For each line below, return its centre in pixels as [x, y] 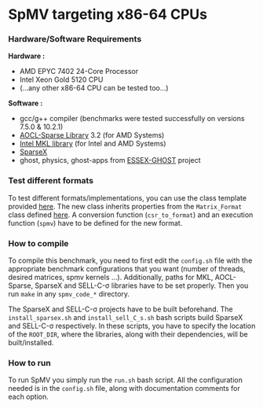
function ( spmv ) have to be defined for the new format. [95, 223]
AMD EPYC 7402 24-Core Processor [79, 72]
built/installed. [31, 343]
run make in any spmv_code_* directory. [69, 294]
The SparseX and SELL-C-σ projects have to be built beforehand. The [121, 309]
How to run [29, 363]
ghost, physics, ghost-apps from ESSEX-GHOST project [110, 160]
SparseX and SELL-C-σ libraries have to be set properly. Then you [142, 286]
